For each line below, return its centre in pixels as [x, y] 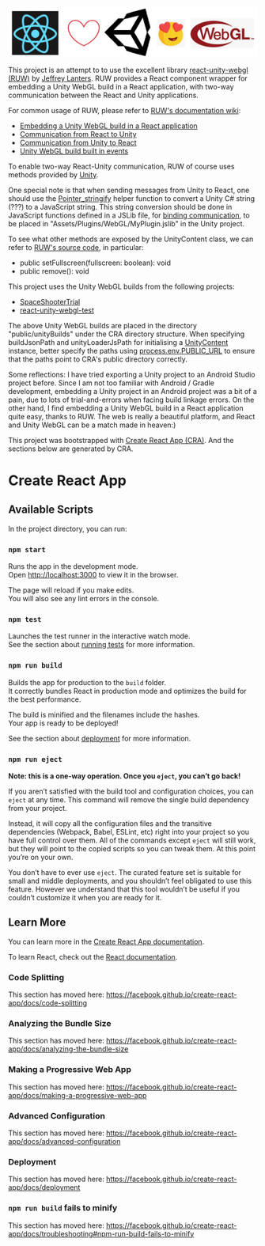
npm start [27, 549]
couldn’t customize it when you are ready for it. [85, 898]
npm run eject [35, 759]
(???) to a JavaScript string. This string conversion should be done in [120, 206]
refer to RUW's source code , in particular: [76, 247]
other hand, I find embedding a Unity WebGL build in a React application [126, 408]
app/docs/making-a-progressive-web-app [78, 1095]
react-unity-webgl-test [57, 310]
